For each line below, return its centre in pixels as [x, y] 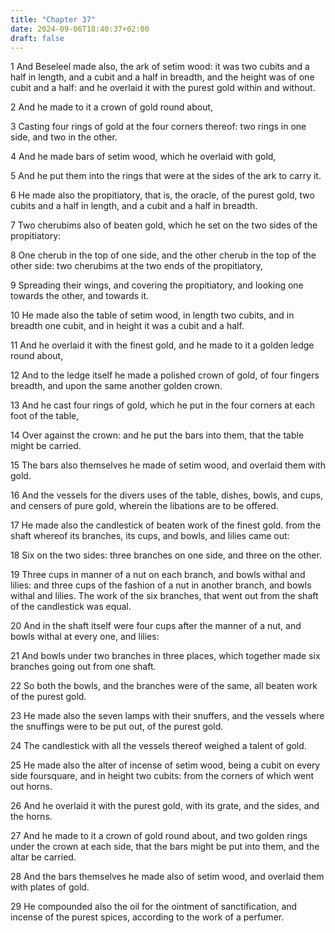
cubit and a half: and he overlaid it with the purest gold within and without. [163, 88]
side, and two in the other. [64, 137]
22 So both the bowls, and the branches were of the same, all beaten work [164, 686]
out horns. [31, 787]
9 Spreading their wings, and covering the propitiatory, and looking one [157, 285]
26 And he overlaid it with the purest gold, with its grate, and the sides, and [165, 806]
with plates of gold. [50, 887]
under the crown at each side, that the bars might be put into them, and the [165, 847]
